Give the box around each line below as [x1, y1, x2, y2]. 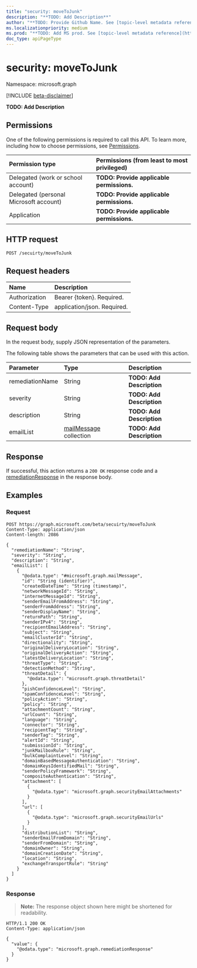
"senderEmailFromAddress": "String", [21, 599, 114, 604]
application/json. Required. [54, 303, 128, 311]
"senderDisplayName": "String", [21, 609, 101, 614]
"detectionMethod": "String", [21, 665, 96, 671]
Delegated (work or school [9, 173, 83, 181]
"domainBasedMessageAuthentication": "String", [21, 758, 141, 764]
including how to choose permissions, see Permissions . [6, 142, 141, 149]
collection [63, 432, 91, 440]
